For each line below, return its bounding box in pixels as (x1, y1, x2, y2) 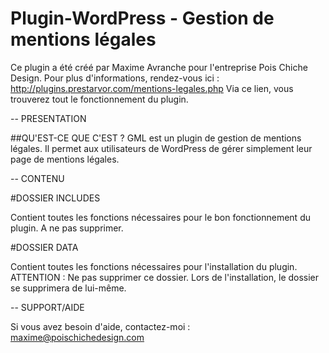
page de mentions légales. (10, 153, 120, 165)
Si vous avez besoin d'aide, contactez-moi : (10, 320, 191, 332)
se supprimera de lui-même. (10, 282, 127, 294)
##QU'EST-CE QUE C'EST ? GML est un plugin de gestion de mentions (10, 132, 302, 144)
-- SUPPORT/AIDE (10, 301, 85, 313)
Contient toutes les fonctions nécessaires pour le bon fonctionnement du (10, 211, 311, 223)
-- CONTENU (10, 172, 65, 184)
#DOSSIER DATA (10, 241, 79, 253)
